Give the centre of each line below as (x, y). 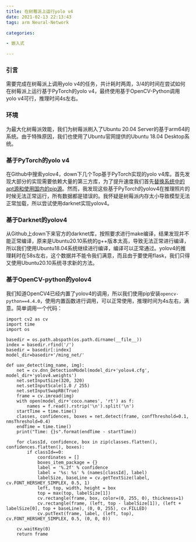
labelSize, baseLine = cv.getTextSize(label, (93, 478)
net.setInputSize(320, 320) (50, 381)
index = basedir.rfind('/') (40, 345)
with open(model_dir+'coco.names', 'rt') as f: (75, 401)
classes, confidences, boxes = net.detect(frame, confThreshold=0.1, (103, 416)
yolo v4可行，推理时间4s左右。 (44, 99)
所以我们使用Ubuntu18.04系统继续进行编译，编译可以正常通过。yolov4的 (93, 248)
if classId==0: (45, 452)
